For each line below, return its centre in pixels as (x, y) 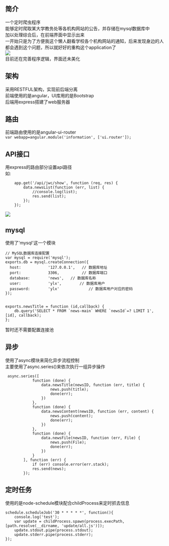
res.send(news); (49, 469)
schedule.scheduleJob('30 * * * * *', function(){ (59, 512)
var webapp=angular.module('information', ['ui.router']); (68, 138)
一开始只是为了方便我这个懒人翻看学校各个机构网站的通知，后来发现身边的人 (84, 41)
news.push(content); (72, 416)
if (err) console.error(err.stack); (70, 464)
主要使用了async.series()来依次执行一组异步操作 (55, 367)
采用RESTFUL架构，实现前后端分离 (41, 89)
